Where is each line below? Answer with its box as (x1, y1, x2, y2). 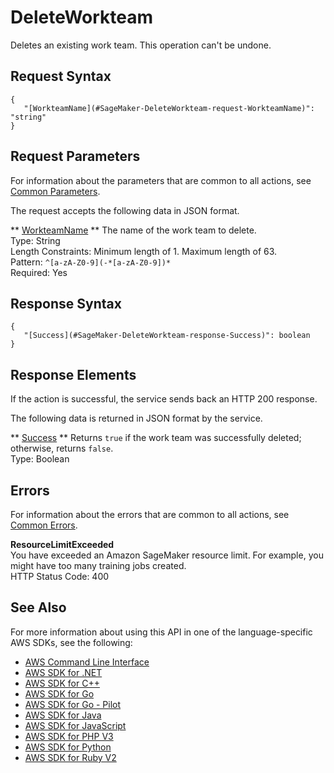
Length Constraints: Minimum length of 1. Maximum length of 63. (10, 245, 278, 257)
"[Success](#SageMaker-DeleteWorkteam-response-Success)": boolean (23, 331, 311, 341)
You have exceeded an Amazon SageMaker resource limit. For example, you (10, 549, 324, 561)
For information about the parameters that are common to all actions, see (10, 174, 312, 186)
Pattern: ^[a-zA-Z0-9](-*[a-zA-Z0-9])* (10, 256, 172, 268)
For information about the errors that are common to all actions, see (10, 509, 290, 520)
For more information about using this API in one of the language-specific (10, 626, 313, 638)
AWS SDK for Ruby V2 (24, 751, 117, 763)
